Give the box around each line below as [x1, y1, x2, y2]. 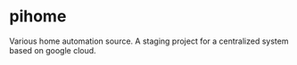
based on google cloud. [9, 45, 96, 55]
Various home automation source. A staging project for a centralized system [9, 36, 289, 46]
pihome [9, 6, 67, 27]
